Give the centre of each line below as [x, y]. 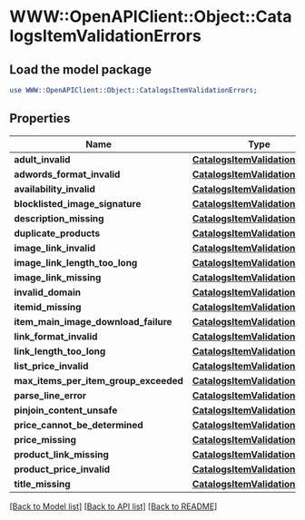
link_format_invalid [56, 336]
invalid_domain [48, 292]
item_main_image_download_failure [93, 321]
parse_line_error [50, 395]
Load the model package [81, 69]
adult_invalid [42, 159]
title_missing [42, 484]
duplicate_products [57, 233]
